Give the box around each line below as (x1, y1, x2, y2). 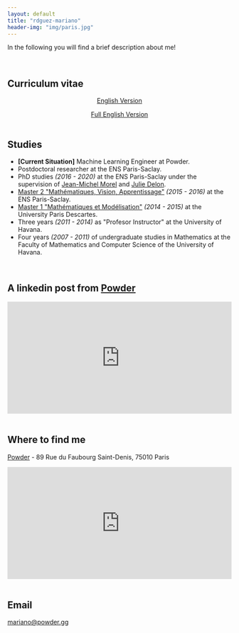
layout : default (7, 10, 55, 18)
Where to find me (7, 434, 86, 446)
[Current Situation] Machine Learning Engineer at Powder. (17, 157, 190, 166)
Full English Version (90, 110, 149, 119)
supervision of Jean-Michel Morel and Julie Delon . (17, 180, 166, 188)
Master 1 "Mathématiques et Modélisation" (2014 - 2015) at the (17, 203, 202, 211)
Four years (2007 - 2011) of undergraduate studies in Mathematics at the (17, 233, 231, 241)
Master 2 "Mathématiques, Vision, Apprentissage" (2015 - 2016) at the (17, 188, 224, 196)
